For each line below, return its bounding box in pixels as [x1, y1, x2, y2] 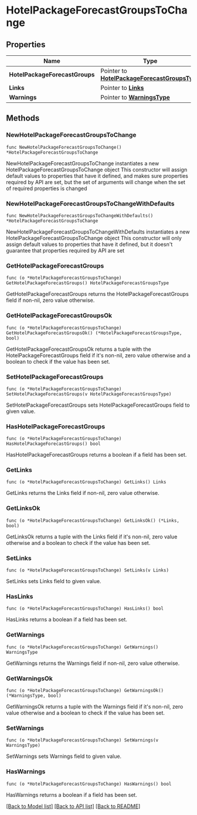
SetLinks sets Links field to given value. [6, 578, 101, 585]
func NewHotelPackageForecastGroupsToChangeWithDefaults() [6, 212, 154, 218]
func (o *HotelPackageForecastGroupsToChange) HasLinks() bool [6, 606, 164, 612]
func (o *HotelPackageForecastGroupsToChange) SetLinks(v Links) [6, 567, 169, 574]
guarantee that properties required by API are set [6, 247, 125, 254]
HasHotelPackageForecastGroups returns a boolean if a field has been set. [6, 451, 187, 458]
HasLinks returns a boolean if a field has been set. [6, 616, 127, 623]
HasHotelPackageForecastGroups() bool [6, 441, 101, 447]
